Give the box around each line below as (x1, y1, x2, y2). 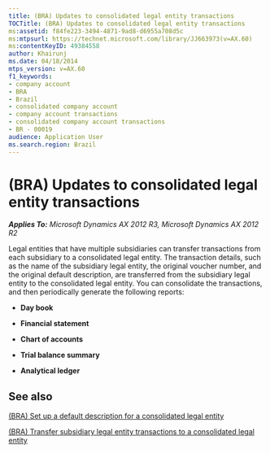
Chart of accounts (20, 334, 84, 344)
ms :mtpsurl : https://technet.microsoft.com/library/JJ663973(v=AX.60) (8, 34, 253, 43)
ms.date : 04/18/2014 (8, 58, 79, 66)
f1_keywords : (8, 72, 53, 81)
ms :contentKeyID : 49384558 (8, 42, 100, 50)
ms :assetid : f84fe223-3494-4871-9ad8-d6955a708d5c (8, 27, 184, 35)
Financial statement (20, 319, 89, 329)
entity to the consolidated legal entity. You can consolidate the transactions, (8, 278, 263, 289)
